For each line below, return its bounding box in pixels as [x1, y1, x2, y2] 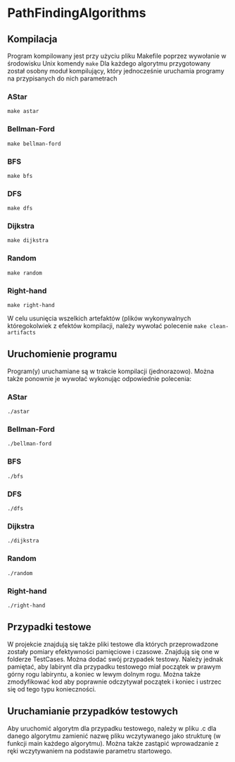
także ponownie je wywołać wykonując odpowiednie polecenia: [7, 374, 192, 382]
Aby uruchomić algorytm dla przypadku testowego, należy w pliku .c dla [7, 724, 217, 732]
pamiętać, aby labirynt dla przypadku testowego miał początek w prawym [7, 662, 222, 671]
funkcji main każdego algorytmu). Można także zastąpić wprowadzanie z [7, 739, 220, 747]
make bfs [7, 172, 33, 179]
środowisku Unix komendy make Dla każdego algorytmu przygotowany [7, 59, 211, 68]
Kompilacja [7, 33, 58, 45]
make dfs [7, 205, 33, 212]
